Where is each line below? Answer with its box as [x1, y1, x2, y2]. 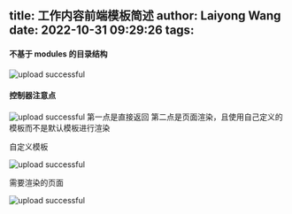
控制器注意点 [9, 90, 56, 101]
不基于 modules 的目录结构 [9, 48, 108, 59]
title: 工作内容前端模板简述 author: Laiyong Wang [9, 8, 281, 24]
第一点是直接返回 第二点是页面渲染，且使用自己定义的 [87, 111, 283, 122]
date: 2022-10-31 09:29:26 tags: [9, 23, 195, 38]
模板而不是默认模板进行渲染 [9, 122, 111, 133]
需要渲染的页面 [9, 177, 64, 187]
